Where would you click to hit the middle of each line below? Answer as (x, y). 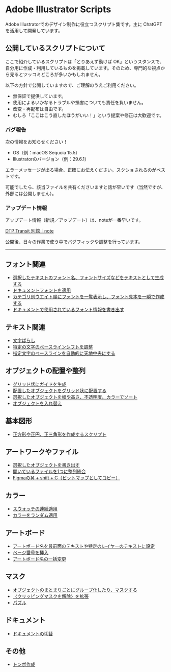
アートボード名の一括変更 (39, 559)
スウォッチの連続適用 (35, 509)
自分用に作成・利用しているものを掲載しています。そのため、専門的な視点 (83, 68)
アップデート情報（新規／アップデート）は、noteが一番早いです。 (74, 220)
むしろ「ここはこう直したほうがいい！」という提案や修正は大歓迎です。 (88, 115)
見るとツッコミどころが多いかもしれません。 (56, 74)
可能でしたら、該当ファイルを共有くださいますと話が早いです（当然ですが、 (85, 187)
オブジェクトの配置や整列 (45, 371)
